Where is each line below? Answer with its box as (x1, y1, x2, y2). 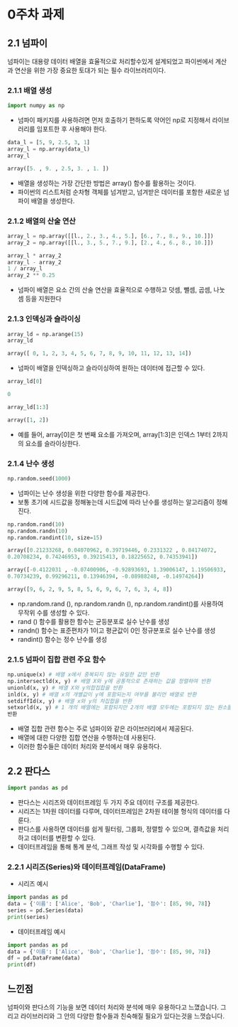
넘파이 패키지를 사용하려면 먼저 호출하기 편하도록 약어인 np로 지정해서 (17, 116, 211, 124)
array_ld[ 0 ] (7, 378, 42, 385)
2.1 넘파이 (7, 37, 48, 49)
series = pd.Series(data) (7, 907, 84, 914)
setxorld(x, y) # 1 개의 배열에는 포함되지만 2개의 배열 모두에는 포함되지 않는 (7, 704, 215, 711)
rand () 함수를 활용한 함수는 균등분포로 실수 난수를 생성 (17, 617, 170, 625)
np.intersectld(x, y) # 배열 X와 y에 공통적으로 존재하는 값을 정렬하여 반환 (7, 677, 211, 684)
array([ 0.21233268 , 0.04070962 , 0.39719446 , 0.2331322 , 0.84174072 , (7, 547, 217, 554)
